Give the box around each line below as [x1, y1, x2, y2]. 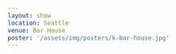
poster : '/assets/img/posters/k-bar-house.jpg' [7, 33, 170, 42]
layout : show [7, 11, 51, 20]
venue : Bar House [7, 26, 66, 34]
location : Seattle [7, 19, 69, 27]
